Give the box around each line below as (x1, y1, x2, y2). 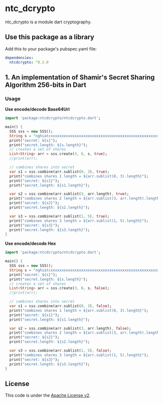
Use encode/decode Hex (5, 241, 56, 246)
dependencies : (5, 55, 34, 60)
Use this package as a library (5, 33, 95, 41)
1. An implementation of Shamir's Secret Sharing (5, 73, 155, 81)
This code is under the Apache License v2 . (5, 392, 91, 398)
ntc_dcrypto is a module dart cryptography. (5, 19, 92, 25)
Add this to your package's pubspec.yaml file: (5, 46, 97, 51)
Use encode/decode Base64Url (5, 106, 70, 112)
